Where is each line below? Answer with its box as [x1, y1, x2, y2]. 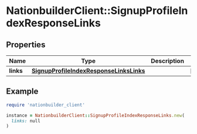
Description [150, 57, 185, 65]
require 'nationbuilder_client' [6, 102, 85, 108]
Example [6, 86, 39, 97]
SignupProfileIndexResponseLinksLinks [31, 67, 145, 75]
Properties [6, 40, 46, 50]
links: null [11, 118, 41, 124]
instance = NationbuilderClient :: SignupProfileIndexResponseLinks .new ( [6, 112, 185, 118]
